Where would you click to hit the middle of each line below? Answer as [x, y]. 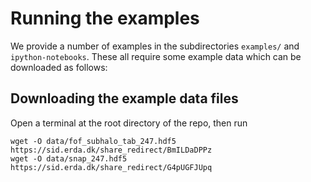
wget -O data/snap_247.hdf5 [69, 158]
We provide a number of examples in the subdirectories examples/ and [155, 46]
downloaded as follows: [59, 67]
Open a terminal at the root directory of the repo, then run [129, 123]
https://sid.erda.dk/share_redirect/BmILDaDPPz [111, 150]
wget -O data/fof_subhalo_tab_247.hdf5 [93, 141]
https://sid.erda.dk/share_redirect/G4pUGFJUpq [111, 167]
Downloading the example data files [124, 98]
